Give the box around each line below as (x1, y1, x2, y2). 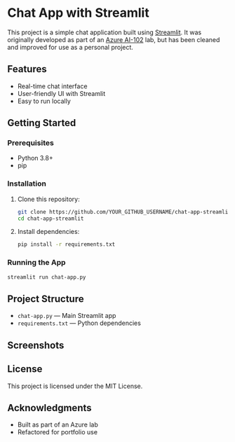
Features (7, 63, 47, 75)
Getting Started (7, 117, 76, 129)
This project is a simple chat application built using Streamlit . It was (7, 28, 202, 36)
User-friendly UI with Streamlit (17, 89, 106, 97)
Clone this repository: (17, 195, 80, 203)
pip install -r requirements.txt (17, 241, 116, 248)
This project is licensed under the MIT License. (7, 382, 143, 390)
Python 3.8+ (17, 154, 54, 163)
